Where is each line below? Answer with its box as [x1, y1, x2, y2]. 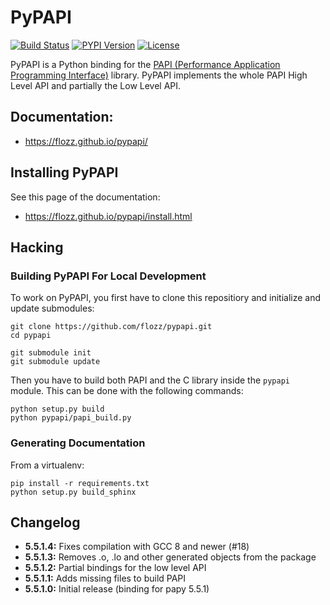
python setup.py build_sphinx [10, 487, 137, 497]
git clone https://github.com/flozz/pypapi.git [10, 322, 213, 332]
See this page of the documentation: [10, 191, 161, 203]
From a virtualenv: [10, 459, 85, 471]
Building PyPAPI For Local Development [10, 269, 207, 283]
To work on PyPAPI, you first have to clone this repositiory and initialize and [10, 292, 322, 304]
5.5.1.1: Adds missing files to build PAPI [24, 572, 187, 585]
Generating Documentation [10, 436, 146, 450]
